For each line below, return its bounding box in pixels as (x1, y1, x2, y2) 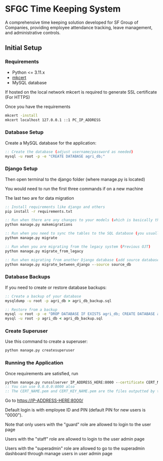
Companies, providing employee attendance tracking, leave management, (5, 24, 153, 30)
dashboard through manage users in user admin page (5, 451, 113, 457)
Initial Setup (5, 44, 42, 52)
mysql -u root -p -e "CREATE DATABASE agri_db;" (5, 154, 105, 159)
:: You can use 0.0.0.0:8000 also (5, 384, 75, 389)
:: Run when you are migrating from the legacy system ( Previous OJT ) (5, 244, 151, 249)
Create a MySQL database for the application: (5, 140, 97, 146)
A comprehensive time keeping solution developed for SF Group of (5, 19, 139, 25)
